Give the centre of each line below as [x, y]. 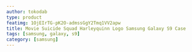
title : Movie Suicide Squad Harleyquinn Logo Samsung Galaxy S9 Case [96, 28]
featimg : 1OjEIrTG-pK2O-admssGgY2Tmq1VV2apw [63, 23]
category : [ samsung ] [33, 39]
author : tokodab [27, 12]
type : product [24, 17]
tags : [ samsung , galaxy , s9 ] [43, 34]
